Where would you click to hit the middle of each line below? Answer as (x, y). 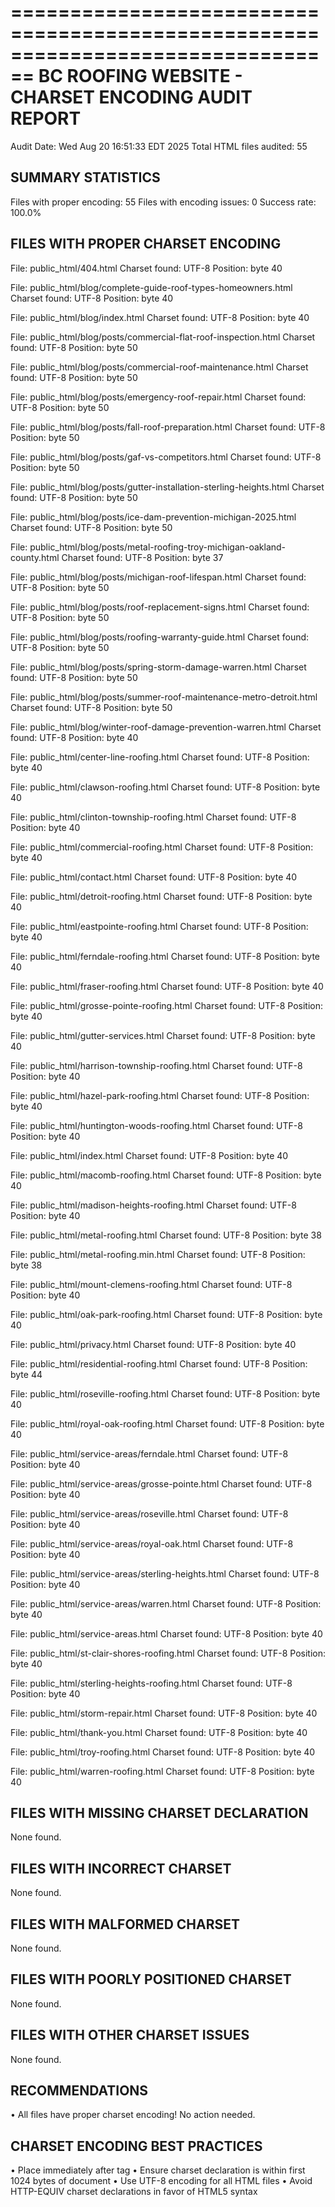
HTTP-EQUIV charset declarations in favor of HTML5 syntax (134, 2192)
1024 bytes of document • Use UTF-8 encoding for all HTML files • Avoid (161, 2181)
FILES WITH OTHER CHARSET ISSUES (130, 2035)
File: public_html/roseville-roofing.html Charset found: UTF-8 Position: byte (165, 1393)
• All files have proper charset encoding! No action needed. (133, 2115)
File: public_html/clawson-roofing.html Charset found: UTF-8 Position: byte (165, 787)
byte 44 (26, 1374)
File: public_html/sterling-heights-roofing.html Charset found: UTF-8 (151, 1683)
